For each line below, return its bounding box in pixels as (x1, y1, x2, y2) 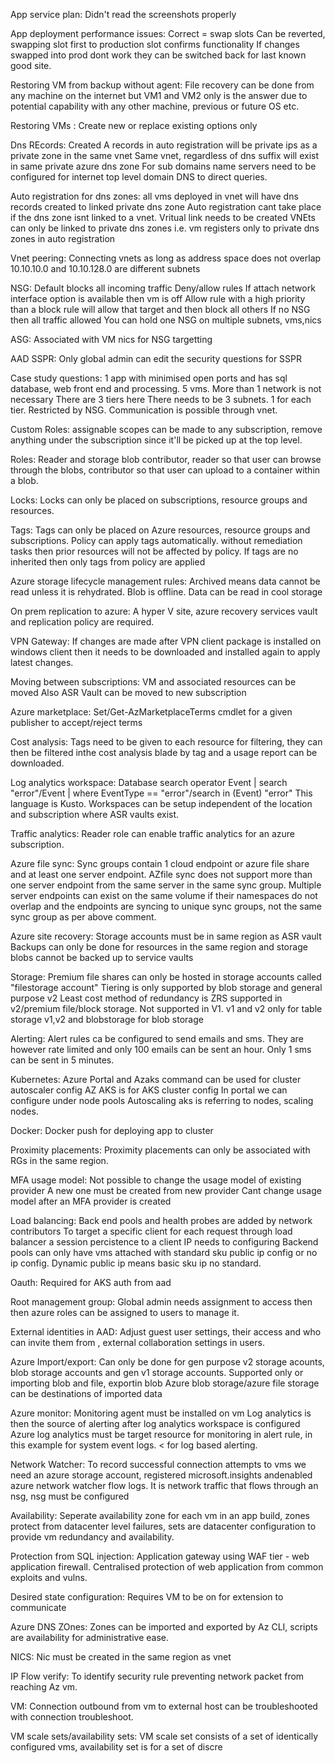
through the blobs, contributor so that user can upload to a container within (10, 464, 321, 476)
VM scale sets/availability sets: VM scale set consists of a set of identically (10, 1730, 319, 1742)
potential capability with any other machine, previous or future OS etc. (10, 100, 300, 112)
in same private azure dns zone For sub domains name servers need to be (10, 160, 317, 172)
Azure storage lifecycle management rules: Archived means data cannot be (10, 575, 321, 587)
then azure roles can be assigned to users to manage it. (10, 1307, 240, 1318)
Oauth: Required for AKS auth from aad (10, 1277, 172, 1288)
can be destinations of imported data (10, 1388, 163, 1399)
